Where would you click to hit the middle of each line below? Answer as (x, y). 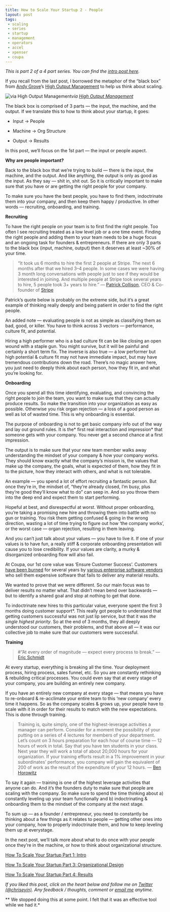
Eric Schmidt (31, 658)
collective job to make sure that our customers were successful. (72, 632)
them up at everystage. (30, 830)
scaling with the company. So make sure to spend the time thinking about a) (84, 793)
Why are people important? (35, 160)
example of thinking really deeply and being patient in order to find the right (84, 305)
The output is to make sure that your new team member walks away (76, 450)
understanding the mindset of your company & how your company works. (82, 455)
